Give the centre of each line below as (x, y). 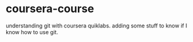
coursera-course (50, 9)
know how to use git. (32, 32)
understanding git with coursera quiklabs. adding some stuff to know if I (96, 26)
